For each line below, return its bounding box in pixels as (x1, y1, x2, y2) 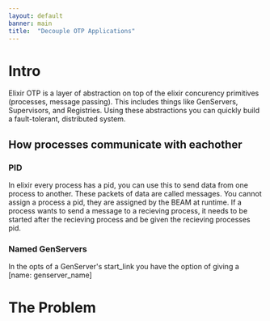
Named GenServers (8, 243, 87, 255)
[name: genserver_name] (8, 270, 93, 280)
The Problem (8, 298, 96, 317)
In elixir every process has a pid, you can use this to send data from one (8, 180, 249, 190)
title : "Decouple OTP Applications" (8, 27, 136, 35)
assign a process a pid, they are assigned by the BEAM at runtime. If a (8, 197, 243, 207)
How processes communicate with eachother (8, 137, 243, 151)
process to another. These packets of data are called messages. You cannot (8, 189, 262, 198)
